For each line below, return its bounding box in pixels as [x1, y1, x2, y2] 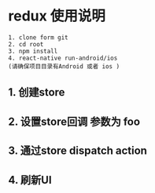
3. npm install [8, 47, 58, 55]
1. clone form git [8, 33, 68, 42]
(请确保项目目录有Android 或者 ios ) [8, 62, 120, 71]
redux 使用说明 [8, 7, 106, 25]
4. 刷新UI [8, 173, 53, 187]
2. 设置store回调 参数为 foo [8, 115, 140, 128]
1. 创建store [8, 86, 65, 99]
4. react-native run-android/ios [8, 54, 118, 62]
